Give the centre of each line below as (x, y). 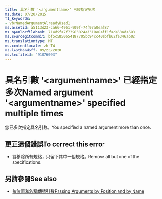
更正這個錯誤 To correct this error (55, 144)
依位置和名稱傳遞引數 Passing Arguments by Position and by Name (78, 191)
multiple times (34, 113)
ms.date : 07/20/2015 (26, 14)
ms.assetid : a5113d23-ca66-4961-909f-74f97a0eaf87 (57, 28)
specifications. (27, 162)
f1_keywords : (18, 18)
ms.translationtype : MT (29, 41)
